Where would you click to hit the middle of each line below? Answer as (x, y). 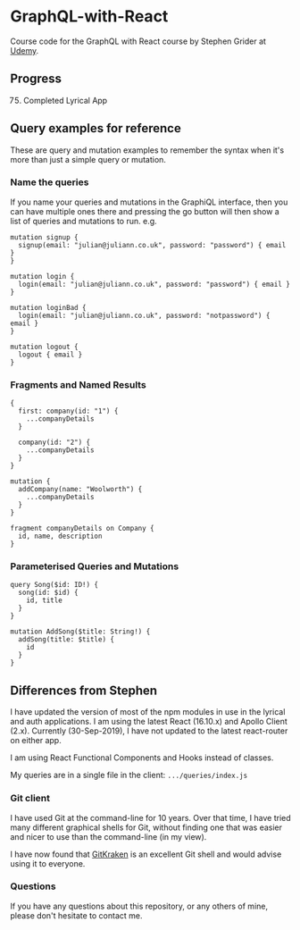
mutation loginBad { (49, 307)
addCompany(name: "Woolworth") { (80, 490)
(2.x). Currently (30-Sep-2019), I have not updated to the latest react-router (149, 731)
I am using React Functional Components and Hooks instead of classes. (142, 758)
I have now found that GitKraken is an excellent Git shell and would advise (146, 854)
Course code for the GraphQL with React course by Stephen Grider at (138, 41)
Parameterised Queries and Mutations (95, 566)
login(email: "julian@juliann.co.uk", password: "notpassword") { (144, 315)
